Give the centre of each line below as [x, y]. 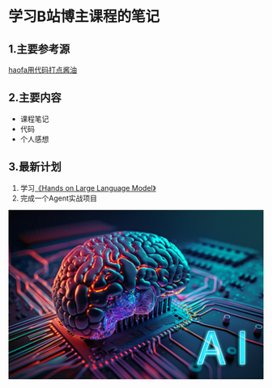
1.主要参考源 [39, 49]
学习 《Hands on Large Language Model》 [88, 188]
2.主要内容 [35, 98]
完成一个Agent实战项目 [59, 198]
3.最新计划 [35, 167]
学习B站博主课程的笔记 [84, 17]
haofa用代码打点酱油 [43, 70]
